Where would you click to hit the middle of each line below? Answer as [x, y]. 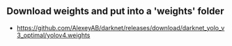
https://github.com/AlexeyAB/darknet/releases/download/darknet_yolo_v [121, 27]
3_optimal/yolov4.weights [53, 35]
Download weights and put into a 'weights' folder [115, 11]
